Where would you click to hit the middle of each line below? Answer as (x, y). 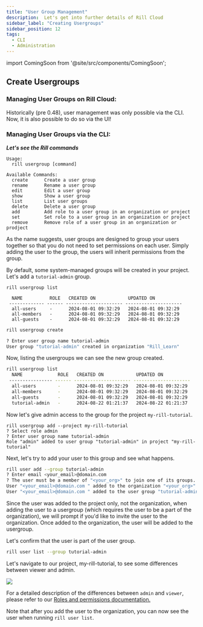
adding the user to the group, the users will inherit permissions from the (96, 251)
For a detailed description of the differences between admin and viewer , (95, 593)
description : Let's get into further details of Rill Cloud (85, 18)
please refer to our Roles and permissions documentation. (79, 599)
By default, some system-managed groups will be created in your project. (98, 270)
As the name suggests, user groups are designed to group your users (93, 239)
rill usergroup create (35, 330)
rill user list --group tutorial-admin (56, 552)
